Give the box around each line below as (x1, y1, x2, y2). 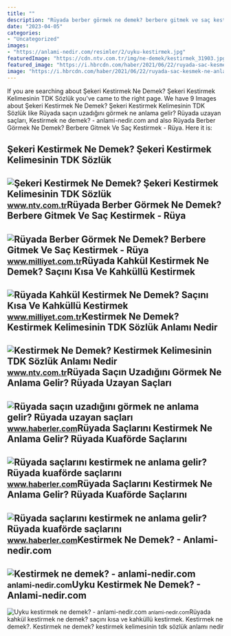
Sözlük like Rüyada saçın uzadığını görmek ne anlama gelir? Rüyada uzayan (7, 108, 221, 117)
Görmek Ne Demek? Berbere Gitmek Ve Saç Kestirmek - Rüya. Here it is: (7, 123, 213, 132)
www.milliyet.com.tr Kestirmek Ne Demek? (7, 311, 179, 323)
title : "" (7, 10, 36, 17)
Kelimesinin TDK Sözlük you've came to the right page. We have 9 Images (7, 94, 217, 102)
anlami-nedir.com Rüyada (148, 608, 211, 616)
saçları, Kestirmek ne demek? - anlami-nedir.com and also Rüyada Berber (7, 116, 216, 124)
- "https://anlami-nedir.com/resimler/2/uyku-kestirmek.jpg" (7, 49, 186, 56)
